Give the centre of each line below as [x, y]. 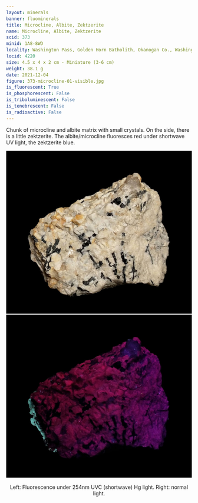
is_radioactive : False [34, 112]
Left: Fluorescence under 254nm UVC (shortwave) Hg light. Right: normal [99, 487]
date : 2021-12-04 [27, 75]
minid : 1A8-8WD [25, 44]
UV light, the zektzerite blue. [41, 142]
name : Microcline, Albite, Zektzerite [54, 31]
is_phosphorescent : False [38, 94]
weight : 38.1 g [25, 69]
